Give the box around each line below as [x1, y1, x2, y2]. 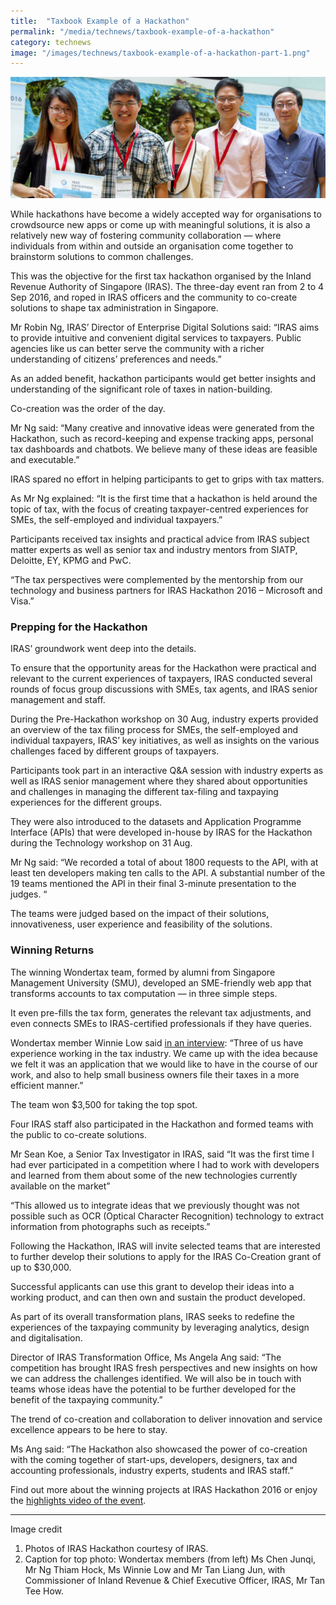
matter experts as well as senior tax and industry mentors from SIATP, [10, 544, 298, 556]
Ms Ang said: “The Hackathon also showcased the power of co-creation [10, 1443, 308, 1455]
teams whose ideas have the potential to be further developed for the [10, 1383, 297, 1395]
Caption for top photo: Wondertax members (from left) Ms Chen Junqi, [24, 1553, 317, 1565]
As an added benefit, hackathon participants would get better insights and [10, 373, 317, 385]
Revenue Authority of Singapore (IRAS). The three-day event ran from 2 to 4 [10, 281, 325, 293]
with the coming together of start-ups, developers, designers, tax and [10, 1453, 298, 1465]
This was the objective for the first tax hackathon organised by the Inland [10, 270, 312, 282]
